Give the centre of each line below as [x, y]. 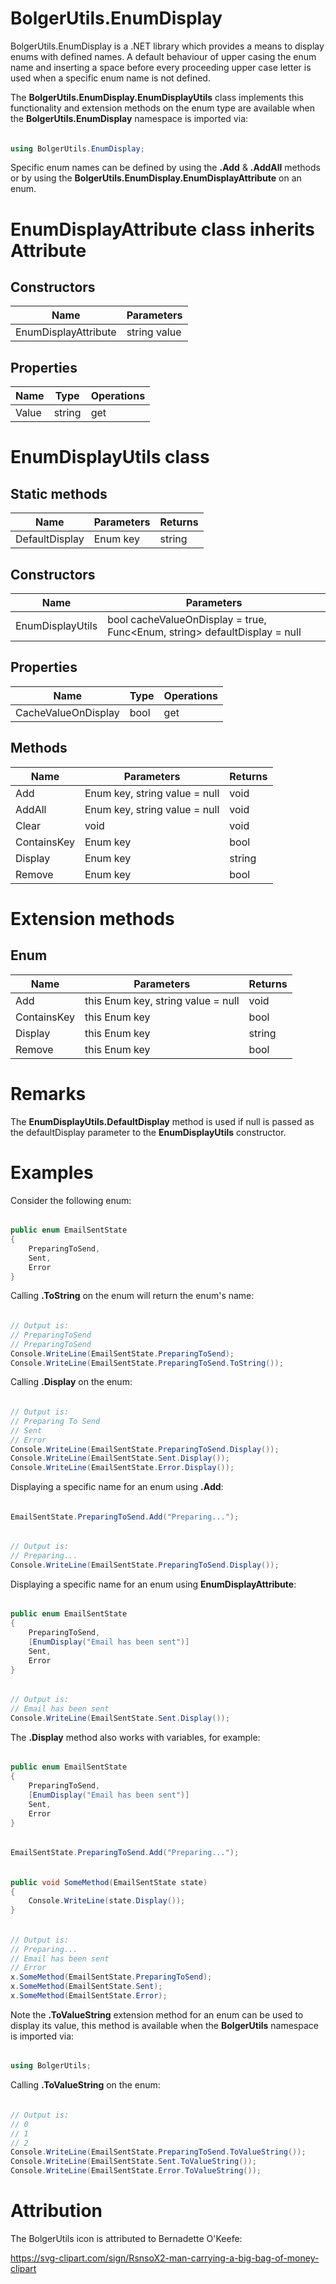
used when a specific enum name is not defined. [110, 78]
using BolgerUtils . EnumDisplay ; [77, 148]
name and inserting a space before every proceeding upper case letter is [161, 67]
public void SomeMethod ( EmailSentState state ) [109, 1882]
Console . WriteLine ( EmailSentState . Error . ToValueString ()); [136, 2171]
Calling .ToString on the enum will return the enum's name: [132, 1296]
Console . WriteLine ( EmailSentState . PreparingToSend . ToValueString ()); [158, 2152]
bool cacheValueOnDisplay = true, [187, 620]
